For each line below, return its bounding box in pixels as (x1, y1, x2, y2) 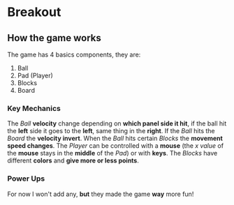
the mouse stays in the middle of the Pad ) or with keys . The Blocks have (7, 149, 218, 158)
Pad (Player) (17, 71, 54, 79)
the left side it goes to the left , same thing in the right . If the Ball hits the (7, 127, 215, 135)
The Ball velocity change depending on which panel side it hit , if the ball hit (7, 119, 227, 128)
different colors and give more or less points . (7, 156, 140, 165)
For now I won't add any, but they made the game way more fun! (7, 190, 194, 198)
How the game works (7, 32, 101, 44)
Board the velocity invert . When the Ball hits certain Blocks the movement (7, 134, 224, 143)
